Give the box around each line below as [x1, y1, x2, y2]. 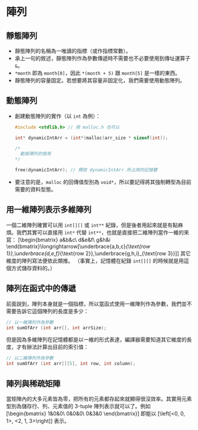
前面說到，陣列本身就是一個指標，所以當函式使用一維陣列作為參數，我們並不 [6, 300, 192, 307]
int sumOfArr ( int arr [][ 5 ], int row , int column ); [6, 360, 136, 367]
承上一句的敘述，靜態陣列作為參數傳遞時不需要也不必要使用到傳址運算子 [14, 55, 190, 62]
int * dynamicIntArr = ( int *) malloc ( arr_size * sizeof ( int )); [14, 135, 169, 141]
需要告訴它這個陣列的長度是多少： [6, 307, 89, 315]
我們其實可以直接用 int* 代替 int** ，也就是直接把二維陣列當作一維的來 [16, 229, 190, 236]
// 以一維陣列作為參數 [6, 319, 54, 325]
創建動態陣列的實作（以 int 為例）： [14, 113, 101, 120]
